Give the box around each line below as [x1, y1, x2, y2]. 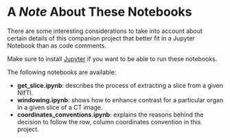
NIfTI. [16, 89, 34, 97]
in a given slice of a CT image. [16, 103, 103, 111]
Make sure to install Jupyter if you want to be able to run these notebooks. [7, 54, 218, 62]
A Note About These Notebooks [7, 4, 192, 20]
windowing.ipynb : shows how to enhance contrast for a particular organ [16, 95, 224, 104]
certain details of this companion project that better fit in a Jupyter [7, 34, 196, 42]
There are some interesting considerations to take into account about [7, 27, 203, 35]
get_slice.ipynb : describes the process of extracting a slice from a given [16, 81, 224, 89]
